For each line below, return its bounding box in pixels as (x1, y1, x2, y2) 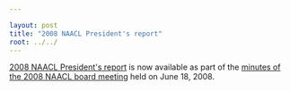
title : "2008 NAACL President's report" (9, 29, 163, 38)
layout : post (9, 21, 58, 29)
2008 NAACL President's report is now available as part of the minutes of (9, 62, 281, 72)
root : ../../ (9, 37, 58, 46)
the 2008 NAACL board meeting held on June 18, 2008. (9, 71, 215, 82)
